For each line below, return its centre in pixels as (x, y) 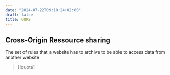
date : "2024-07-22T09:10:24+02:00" (43, 10)
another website (22, 58)
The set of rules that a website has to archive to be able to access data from (85, 52)
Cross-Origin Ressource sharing (58, 40)
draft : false (19, 15)
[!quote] (26, 67)
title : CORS (18, 19)
